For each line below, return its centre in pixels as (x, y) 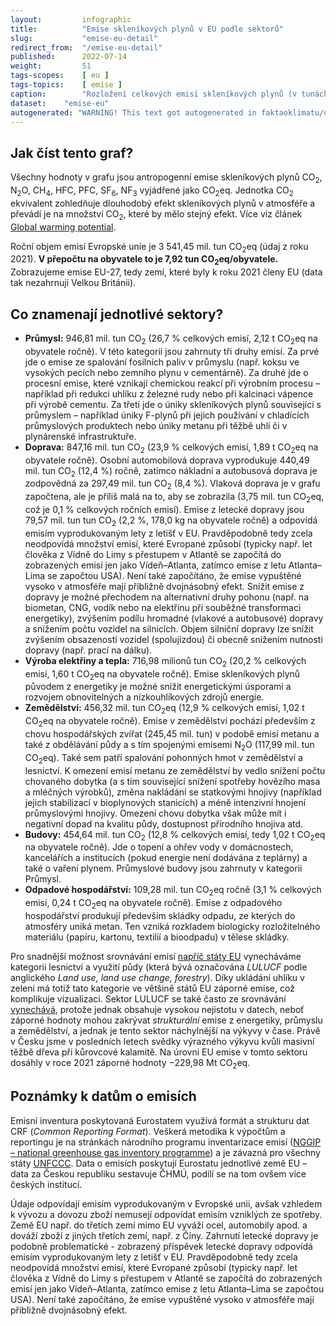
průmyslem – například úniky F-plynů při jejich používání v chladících (167, 415)
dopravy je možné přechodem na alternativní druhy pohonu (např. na (166, 597)
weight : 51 (51, 66)
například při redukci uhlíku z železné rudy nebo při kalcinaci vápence (169, 393)
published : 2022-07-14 (69, 57)
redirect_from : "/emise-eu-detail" (86, 47)
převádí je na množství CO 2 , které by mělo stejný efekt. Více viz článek (156, 214)
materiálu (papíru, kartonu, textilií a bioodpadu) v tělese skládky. (157, 937)
